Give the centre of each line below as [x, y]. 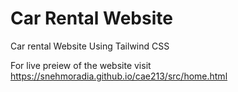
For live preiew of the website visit [81, 65]
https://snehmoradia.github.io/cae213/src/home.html [119, 76]
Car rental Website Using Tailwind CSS [90, 46]
